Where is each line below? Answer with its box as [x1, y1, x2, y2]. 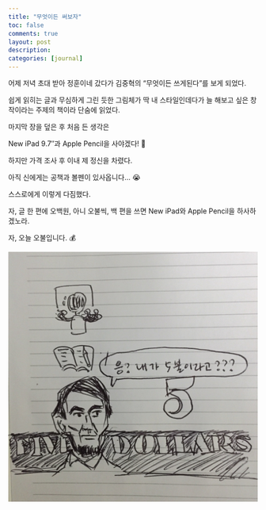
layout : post [8, 38, 51, 46]
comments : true [8, 29, 59, 37]
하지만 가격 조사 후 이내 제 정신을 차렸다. [8, 155, 133, 165]
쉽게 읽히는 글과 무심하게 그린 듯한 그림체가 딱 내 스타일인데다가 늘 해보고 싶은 [8, 95, 249, 105]
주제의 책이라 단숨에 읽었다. [35, 105, 120, 114]
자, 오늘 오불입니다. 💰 [8, 233, 77, 242]
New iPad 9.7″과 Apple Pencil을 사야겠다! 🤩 [8, 139, 146, 148]
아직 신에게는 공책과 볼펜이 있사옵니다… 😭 [8, 173, 141, 182]
